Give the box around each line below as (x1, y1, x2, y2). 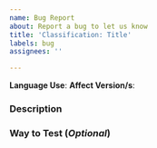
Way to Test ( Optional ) (9, 126, 111, 139)
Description (9, 103, 63, 115)
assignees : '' (9, 47, 64, 56)
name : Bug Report (9, 13, 75, 23)
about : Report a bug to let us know (9, 22, 148, 31)
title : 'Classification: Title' (9, 30, 132, 39)
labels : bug (9, 38, 54, 48)
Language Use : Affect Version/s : (9, 80, 135, 91)
